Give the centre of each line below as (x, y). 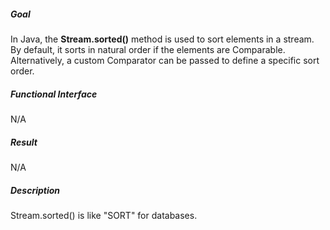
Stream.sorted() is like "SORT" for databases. (104, 215)
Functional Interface (54, 94)
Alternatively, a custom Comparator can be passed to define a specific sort (165, 60)
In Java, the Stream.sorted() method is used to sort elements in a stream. (162, 39)
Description (35, 190)
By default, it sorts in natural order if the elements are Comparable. (148, 49)
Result (24, 142)
